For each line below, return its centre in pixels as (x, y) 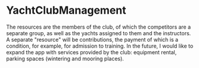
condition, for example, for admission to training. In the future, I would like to (100, 46)
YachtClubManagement (66, 10)
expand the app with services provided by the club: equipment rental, (91, 52)
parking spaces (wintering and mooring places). (65, 58)
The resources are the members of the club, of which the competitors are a (99, 27)
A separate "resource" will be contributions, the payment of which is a (92, 39)
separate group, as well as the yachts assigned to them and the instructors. (99, 33)
